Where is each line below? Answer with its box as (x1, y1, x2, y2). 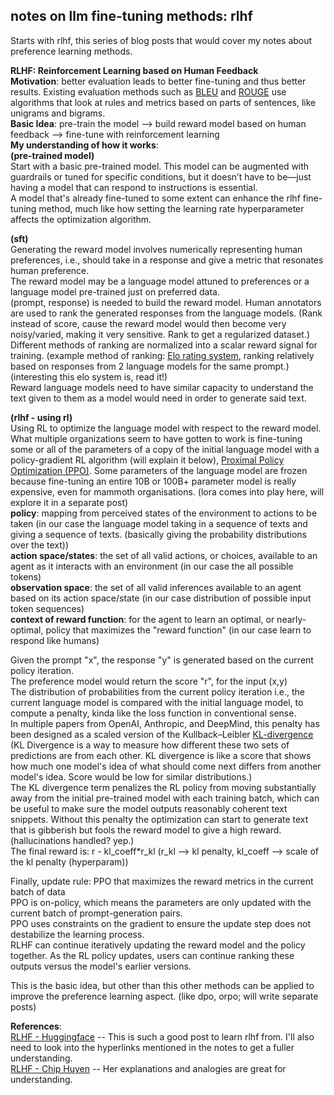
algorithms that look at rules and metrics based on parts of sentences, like (10, 96, 317, 108)
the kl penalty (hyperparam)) (10, 855, 129, 868)
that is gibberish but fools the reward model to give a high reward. (10, 824, 282, 836)
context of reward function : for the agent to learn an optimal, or (10, 613, 275, 625)
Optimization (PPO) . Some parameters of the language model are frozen (10, 464, 308, 476)
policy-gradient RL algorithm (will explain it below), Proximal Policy (10, 454, 285, 466)
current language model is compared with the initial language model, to (10, 696, 304, 708)
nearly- (276, 613, 307, 625)
